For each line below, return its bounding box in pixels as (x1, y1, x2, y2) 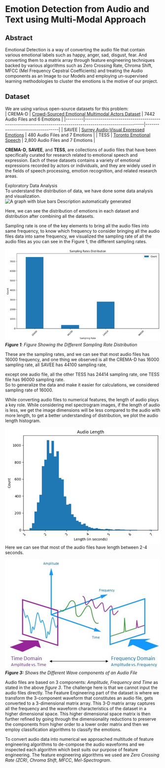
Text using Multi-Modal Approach (5, 14, 146, 25)
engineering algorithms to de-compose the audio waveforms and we (5, 741, 144, 747)
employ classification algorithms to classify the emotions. (5, 726, 122, 732)
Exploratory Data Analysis (5, 182, 58, 188)
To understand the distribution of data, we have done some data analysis (5, 188, 153, 194)
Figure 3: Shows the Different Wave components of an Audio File (5, 670, 138, 676)
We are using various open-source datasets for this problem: (5, 105, 129, 112)
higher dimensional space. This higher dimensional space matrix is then (5, 711, 151, 717)
